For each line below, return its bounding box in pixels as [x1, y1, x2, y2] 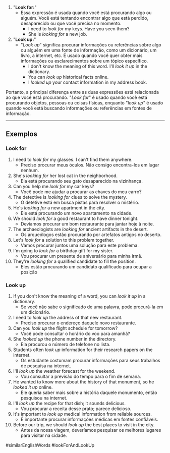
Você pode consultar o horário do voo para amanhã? [20, 330, 131, 336]
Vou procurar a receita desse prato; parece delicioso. [20, 406, 132, 412]
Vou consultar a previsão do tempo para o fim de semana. [20, 373, 141, 379]
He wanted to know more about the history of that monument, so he [13, 378, 154, 385]
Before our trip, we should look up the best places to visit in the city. [13, 421, 155, 428]
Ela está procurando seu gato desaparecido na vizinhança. [20, 178, 143, 184]
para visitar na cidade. [20, 432, 67, 438]
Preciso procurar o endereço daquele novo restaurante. [20, 320, 137, 326]
